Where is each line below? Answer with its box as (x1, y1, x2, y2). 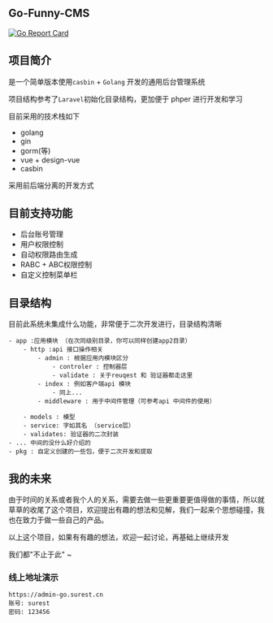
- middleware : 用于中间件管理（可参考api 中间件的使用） (37, 397, 216, 405)
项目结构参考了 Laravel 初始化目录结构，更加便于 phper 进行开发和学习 (8, 93, 243, 104)
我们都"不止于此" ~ (8, 550, 72, 560)
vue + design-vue (19, 154, 80, 165)
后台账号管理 (19, 229, 63, 239)
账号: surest (8, 599, 50, 608)
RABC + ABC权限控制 (19, 260, 93, 270)
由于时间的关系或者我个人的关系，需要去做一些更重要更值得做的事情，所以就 (8, 495, 265, 504)
